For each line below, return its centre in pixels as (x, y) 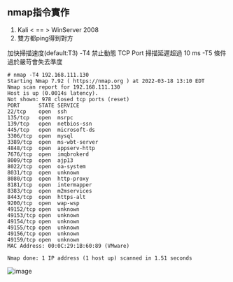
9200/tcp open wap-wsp (43, 203)
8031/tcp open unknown (43, 172)
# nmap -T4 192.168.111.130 (48, 75)
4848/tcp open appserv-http (51, 148)
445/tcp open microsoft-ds (51, 130)
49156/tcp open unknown (43, 233)
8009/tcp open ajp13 (40, 160)
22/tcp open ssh (37, 111)
